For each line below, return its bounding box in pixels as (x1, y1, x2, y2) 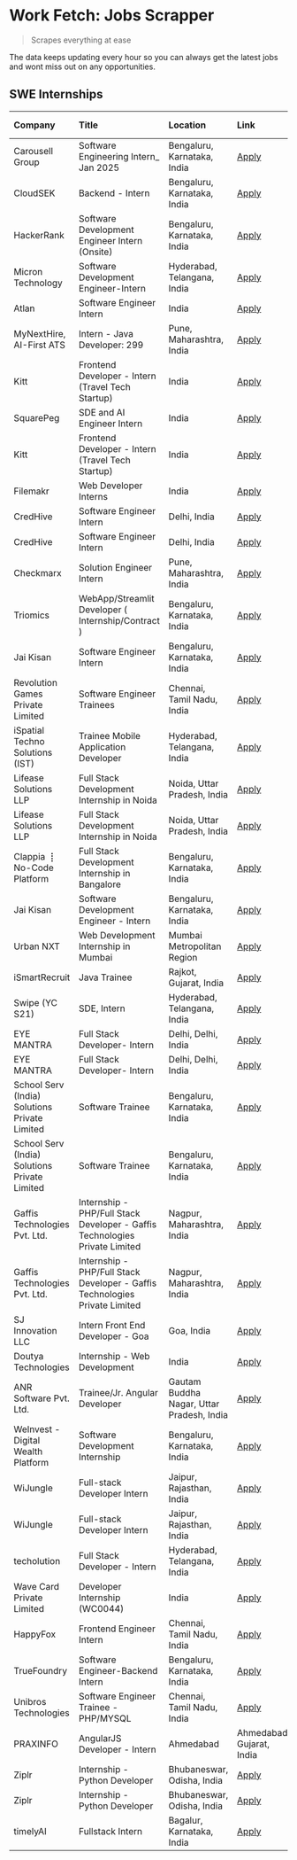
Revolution (13, 676, 57, 689)
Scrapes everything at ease (30, 35, 132, 45)
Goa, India (168, 1324, 211, 1336)
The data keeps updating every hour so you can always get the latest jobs (9, 51, 278, 62)
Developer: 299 (78, 339, 144, 351)
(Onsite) (78, 245, 113, 258)
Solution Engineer (78, 561, 153, 573)
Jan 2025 (78, 161, 120, 174)
